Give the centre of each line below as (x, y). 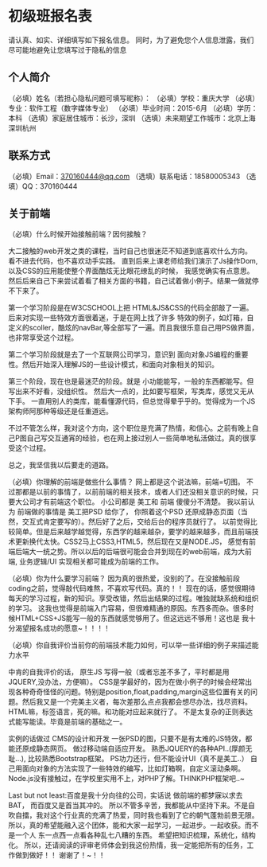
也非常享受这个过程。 (43, 338)
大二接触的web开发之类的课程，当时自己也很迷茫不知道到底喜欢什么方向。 (130, 251)
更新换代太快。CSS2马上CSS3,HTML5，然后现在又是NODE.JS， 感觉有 (132, 541)
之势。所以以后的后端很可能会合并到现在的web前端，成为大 (147, 552)
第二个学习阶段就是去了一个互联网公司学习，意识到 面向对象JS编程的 (121, 354)
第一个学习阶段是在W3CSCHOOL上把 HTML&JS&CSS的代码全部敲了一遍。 (131, 308)
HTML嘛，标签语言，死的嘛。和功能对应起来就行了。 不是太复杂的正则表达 (130, 712)
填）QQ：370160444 (43, 186)
